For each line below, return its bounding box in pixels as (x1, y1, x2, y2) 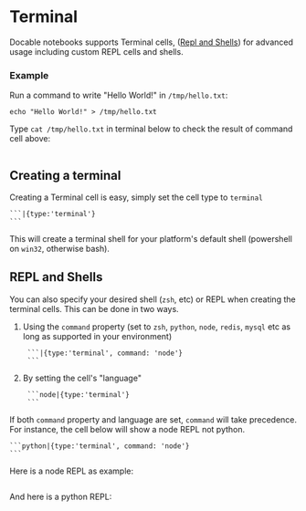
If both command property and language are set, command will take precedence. (9, 413, 298, 425)
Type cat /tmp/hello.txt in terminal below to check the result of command (9, 123, 293, 134)
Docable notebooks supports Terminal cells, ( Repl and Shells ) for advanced (9, 36, 294, 47)
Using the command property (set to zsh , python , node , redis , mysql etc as (22, 321, 290, 332)
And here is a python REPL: (9, 491, 112, 502)
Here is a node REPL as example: (9, 465, 134, 476)
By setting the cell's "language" (22, 372, 142, 383)
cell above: (9, 133, 51, 144)
